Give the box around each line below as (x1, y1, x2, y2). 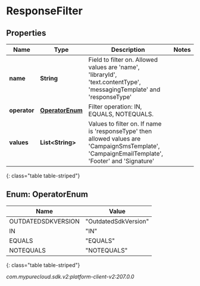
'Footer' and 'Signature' (88, 157, 155, 165)
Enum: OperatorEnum (6, 189, 88, 200)
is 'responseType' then (88, 127, 152, 135)
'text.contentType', (88, 78, 141, 86)
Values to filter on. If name (88, 120, 162, 128)
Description (111, 46, 145, 54)
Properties (6, 28, 46, 38)
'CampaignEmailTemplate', (88, 150, 164, 157)
